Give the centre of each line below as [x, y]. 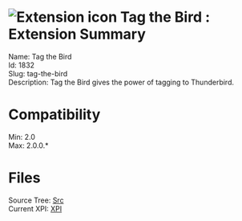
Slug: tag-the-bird [38, 73]
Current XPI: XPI [35, 208]
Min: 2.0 [22, 137]
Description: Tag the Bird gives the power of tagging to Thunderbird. [121, 82]
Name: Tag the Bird [40, 56]
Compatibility [54, 115]
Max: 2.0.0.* [29, 145]
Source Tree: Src [36, 200]
